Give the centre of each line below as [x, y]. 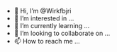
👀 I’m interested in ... [44, 18]
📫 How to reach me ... [47, 41]
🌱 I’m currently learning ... [52, 26]
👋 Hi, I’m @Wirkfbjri [43, 11]
